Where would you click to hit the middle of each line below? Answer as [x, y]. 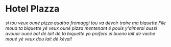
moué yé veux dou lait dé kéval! [39, 39]
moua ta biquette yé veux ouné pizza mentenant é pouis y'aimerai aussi [81, 28]
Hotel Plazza [32, 9]
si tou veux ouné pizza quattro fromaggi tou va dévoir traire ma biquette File [86, 23]
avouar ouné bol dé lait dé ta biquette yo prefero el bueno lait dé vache [80, 33]
